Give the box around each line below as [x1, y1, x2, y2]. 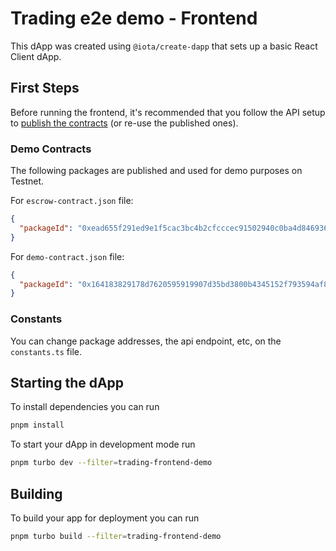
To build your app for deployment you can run [10, 512, 200, 524]
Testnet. [10, 175, 45, 187]
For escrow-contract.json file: [10, 195, 134, 207]
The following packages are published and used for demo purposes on [10, 165, 303, 177]
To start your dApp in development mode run [10, 438, 196, 451]
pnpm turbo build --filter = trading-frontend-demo [10, 531, 222, 541]
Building [10, 485, 63, 502]
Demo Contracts [10, 142, 92, 156]
